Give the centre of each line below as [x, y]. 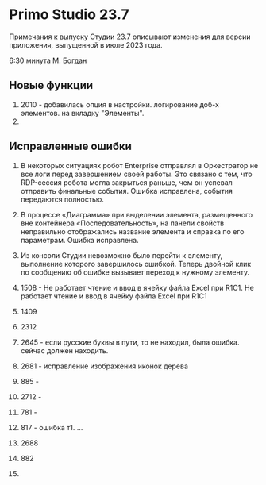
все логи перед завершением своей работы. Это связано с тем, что [136, 174]
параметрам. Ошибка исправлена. [79, 240]
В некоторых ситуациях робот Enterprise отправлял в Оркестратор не [139, 165]
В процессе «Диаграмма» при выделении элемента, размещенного [137, 214]
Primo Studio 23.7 [69, 15]
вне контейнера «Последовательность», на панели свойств [122, 223]
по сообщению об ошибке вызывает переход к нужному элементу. [135, 272]
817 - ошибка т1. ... [52, 427]
